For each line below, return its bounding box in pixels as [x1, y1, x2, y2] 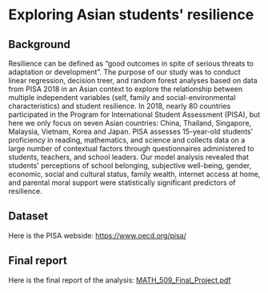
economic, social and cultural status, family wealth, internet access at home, [8, 170, 261, 179]
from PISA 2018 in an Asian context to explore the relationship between [8, 84, 243, 94]
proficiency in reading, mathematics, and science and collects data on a [8, 135, 246, 145]
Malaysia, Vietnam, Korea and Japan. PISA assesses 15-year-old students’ [8, 126, 254, 136]
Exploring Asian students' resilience [8, 6, 254, 24]
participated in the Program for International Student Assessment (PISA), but [8, 110, 261, 119]
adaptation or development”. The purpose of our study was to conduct [8, 67, 241, 77]
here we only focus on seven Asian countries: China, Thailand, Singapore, [8, 118, 252, 127]
